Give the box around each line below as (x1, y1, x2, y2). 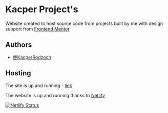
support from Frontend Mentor (5, 25, 70, 32)
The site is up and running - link (5, 82, 73, 89)
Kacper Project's (5, 4, 78, 15)
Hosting (5, 69, 32, 77)
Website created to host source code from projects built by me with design (5, 20, 163, 26)
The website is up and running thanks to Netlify (5, 92, 106, 98)
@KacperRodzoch (12, 54, 51, 60)
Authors (5, 41, 32, 49)
